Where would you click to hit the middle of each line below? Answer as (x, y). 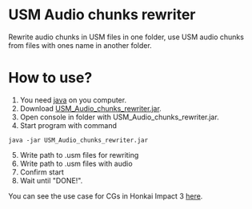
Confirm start (42, 172)
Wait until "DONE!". (51, 180)
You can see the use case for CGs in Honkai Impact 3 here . (106, 196)
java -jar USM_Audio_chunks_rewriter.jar (78, 140)
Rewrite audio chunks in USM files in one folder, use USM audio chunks (126, 37)
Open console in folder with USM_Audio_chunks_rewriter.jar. (119, 117)
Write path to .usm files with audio (76, 163)
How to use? (50, 78)
